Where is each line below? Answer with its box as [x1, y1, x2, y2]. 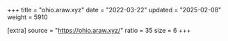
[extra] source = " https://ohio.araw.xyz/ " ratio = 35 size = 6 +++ [7, 27, 191, 34]
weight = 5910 [7, 13, 48, 21]
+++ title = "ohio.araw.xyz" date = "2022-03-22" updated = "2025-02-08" [7, 6, 222, 14]
